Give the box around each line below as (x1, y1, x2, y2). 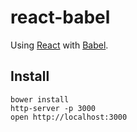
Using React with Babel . (10, 39, 109, 51)
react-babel (10, 6, 111, 29)
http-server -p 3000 (10, 103, 97, 113)
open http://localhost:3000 (10, 112, 128, 122)
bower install (10, 94, 70, 105)
